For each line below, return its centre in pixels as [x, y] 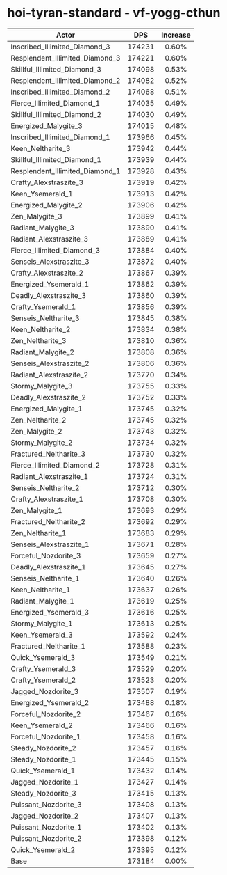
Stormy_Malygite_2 [42, 442]
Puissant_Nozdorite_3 [46, 804]
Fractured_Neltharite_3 [48, 454]
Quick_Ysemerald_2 [43, 849]
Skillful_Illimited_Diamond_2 [56, 114]
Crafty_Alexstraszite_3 [47, 182]
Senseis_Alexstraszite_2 [50, 363]
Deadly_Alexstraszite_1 [49, 567]
